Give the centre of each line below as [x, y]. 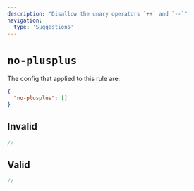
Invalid [22, 127]
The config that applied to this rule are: [64, 79]
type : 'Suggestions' [44, 27]
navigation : [25, 20]
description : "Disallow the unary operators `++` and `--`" [98, 14]
